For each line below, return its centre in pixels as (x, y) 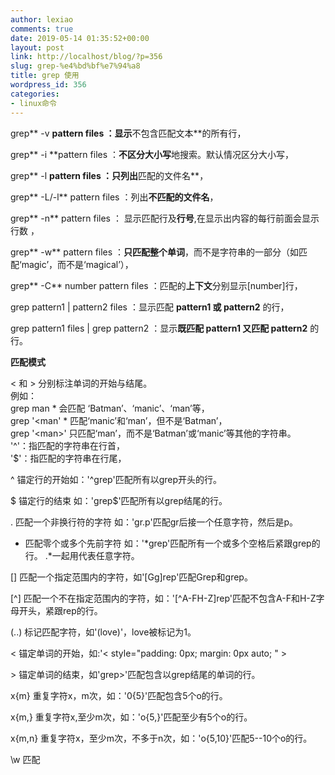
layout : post (37, 47)
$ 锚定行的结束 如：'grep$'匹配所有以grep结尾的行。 (119, 500)
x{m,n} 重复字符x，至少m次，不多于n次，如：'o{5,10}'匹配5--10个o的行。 (161, 738)
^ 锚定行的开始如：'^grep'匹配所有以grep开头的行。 (116, 479)
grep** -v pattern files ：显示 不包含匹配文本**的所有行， (128, 133)
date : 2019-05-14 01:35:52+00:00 (80, 38)
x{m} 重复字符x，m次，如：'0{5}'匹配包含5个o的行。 (119, 695)
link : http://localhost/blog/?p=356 (86, 57)
